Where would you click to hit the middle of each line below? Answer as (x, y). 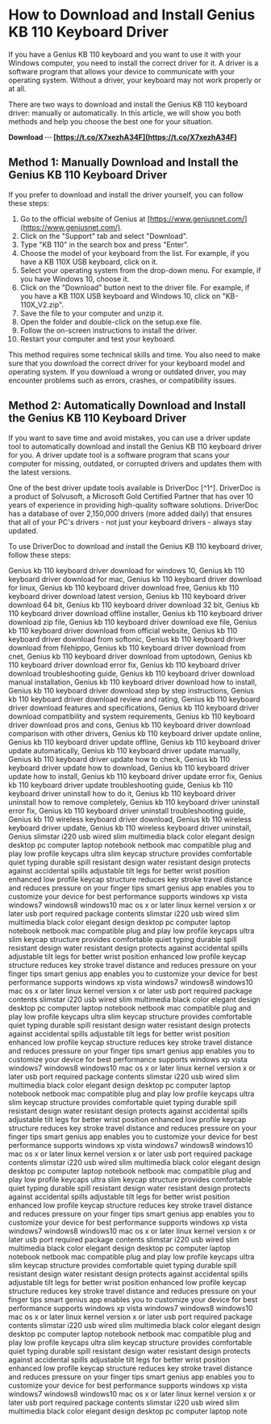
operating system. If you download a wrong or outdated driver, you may (127, 371)
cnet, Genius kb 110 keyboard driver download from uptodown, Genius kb (130, 656)
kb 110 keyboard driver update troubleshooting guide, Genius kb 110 (121, 785)
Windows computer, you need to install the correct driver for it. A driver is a (133, 63)
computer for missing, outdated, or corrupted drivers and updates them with (135, 463)
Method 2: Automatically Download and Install (127, 406)
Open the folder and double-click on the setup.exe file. (111, 321)
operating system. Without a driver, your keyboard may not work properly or (135, 80)
